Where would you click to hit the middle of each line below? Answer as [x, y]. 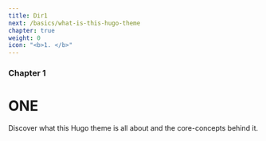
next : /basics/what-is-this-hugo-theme [74, 23]
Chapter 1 [27, 73]
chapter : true [32, 30]
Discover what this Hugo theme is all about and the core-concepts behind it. [133, 127]
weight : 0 [25, 38]
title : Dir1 [28, 16]
